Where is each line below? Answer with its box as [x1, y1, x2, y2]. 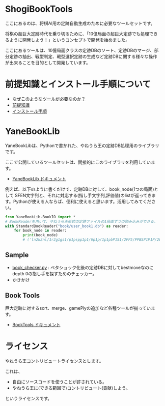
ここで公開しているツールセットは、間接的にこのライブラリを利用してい [5, 159, 151, 165]
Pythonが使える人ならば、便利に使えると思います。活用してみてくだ [13, 198, 152, 204]
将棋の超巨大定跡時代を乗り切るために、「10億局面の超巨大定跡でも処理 [5, 30, 150, 36]
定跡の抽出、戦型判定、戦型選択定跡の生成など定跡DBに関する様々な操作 [9, 53, 158, 59]
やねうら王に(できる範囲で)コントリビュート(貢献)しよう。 [12, 385, 131, 391]
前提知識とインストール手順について [5, 79, 151, 90]
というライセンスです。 [5, 395, 53, 401]
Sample [5, 251, 29, 259]
